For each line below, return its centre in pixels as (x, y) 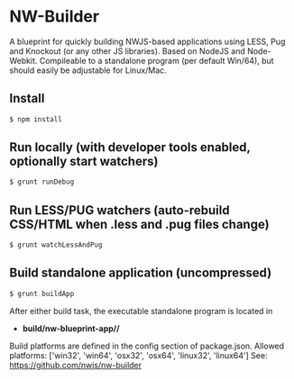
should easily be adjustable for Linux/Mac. (88, 70)
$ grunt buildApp (42, 293)
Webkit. (23, 60)
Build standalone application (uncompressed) (141, 273)
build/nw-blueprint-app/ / (71, 328)
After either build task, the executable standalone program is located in (141, 311)
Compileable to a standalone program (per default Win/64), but (156, 60)
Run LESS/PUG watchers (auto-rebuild (119, 210)
